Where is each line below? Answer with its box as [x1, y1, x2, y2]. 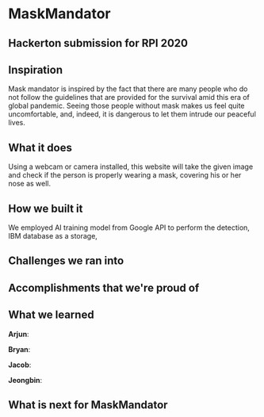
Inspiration [8, 63, 63, 76]
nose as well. [8, 179, 52, 189]
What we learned [8, 308, 94, 322]
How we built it [8, 201, 83, 215]
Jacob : [8, 360, 32, 369]
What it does [8, 140, 73, 155]
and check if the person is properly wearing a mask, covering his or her [8, 170, 242, 180]
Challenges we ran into [8, 254, 124, 268]
